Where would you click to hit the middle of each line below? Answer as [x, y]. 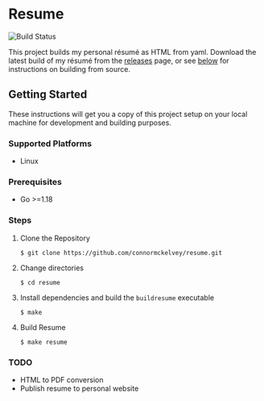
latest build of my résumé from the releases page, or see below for [119, 61]
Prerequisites [35, 182]
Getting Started [48, 95]
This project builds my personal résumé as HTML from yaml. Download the [132, 52]
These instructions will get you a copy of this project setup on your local [128, 114]
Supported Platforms [50, 144]
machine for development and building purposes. [90, 123]
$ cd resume [40, 282]
